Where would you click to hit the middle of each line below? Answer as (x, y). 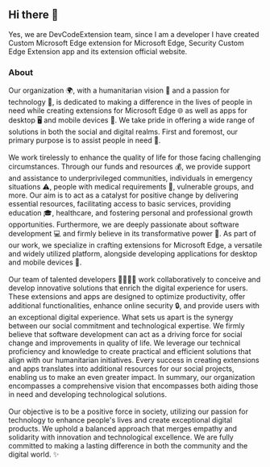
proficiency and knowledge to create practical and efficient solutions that (130, 352)
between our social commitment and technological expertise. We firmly (127, 326)
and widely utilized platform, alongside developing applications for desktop (133, 254)
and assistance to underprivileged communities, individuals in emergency (131, 178)
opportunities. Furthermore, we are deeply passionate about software (124, 225)
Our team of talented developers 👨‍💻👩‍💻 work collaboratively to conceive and (135, 280)
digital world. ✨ (34, 454)
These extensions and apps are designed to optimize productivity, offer (127, 297)
